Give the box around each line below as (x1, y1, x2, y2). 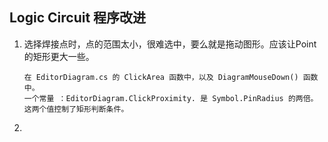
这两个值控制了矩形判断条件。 (23, 104, 129, 114)
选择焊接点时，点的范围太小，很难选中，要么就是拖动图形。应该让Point (23, 38, 317, 50)
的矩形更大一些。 (23, 50, 95, 62)
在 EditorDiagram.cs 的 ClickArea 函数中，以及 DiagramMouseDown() (23, 72, 299, 82)
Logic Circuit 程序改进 (9, 9, 147, 27)
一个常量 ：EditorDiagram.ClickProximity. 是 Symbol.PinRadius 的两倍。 (23, 93, 319, 103)
